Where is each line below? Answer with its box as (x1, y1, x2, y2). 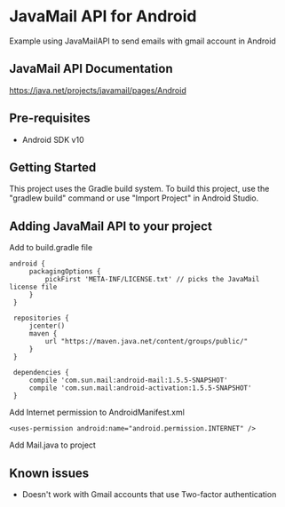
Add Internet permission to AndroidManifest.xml (9, 407, 185, 418)
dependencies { (12, 368, 69, 377)
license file (9, 282, 58, 292)
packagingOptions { (28, 267, 101, 276)
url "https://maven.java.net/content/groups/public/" (44, 337, 249, 346)
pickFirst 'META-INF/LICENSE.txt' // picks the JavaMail (44, 275, 260, 284)
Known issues (9, 465, 90, 480)
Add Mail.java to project (9, 440, 96, 450)
